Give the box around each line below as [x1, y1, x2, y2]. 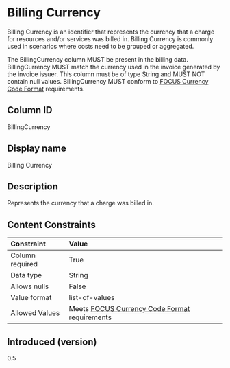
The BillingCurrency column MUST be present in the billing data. [7, 55, 188, 63]
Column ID [7, 104, 53, 116]
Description [7, 181, 58, 192]
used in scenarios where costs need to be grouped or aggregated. [7, 42, 194, 50]
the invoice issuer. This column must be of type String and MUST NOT [7, 70, 205, 78]
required [10, 260, 38, 269]
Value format [10, 293, 52, 303]
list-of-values [68, 293, 115, 303]
